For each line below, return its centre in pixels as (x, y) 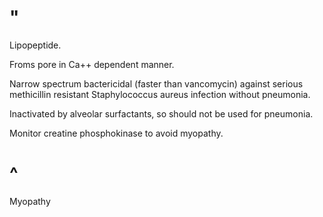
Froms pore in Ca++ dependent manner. (92, 64)
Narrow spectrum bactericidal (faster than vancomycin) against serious (156, 83)
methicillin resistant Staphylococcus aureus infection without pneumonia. (160, 94)
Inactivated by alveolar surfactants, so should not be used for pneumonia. (161, 113)
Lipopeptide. (35, 45)
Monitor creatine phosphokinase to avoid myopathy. (116, 133)
